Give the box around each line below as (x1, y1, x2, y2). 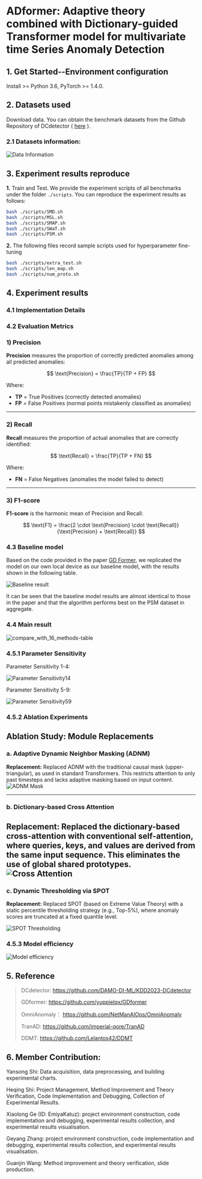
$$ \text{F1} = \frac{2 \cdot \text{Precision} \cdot (23, 522, 145, 529)
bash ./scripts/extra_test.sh (6, 260, 82, 266)
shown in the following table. (6, 569, 78, 577)
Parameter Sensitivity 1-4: (6, 663, 70, 670)
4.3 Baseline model (6, 543, 64, 551)
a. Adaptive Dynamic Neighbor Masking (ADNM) (6, 749, 150, 758)
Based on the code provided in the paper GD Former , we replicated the (6, 557, 182, 564)
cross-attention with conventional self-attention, (6, 831, 194, 841)
